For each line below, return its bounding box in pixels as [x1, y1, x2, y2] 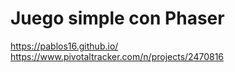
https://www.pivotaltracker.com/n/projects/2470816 [10, 50, 225, 62]
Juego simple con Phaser [10, 7, 225, 30]
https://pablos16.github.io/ [10, 40, 119, 52]
